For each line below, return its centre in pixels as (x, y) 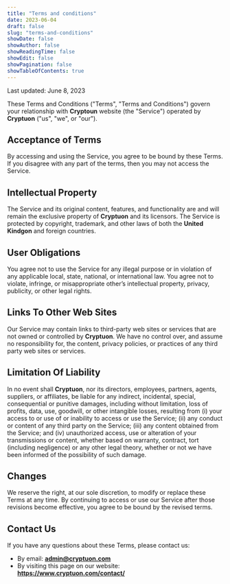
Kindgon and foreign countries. (51, 231)
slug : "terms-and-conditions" (50, 33)
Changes (27, 476)
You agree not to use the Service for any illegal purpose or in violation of (110, 269)
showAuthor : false (33, 45)
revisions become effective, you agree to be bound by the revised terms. (110, 507)
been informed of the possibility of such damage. (77, 454)
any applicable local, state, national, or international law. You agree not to (111, 276)
